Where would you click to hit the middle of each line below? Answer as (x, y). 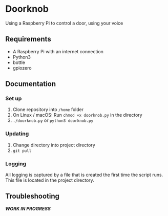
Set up (14, 99)
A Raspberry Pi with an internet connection (58, 51)
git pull (22, 151)
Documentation (31, 84)
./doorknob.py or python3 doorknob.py (53, 120)
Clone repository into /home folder (48, 110)
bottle (19, 62)
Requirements (28, 39)
